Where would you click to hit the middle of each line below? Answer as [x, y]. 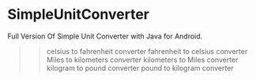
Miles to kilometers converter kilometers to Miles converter [142, 60]
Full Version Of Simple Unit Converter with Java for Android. [105, 36]
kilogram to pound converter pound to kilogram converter [140, 67]
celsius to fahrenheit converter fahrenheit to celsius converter [147, 51]
